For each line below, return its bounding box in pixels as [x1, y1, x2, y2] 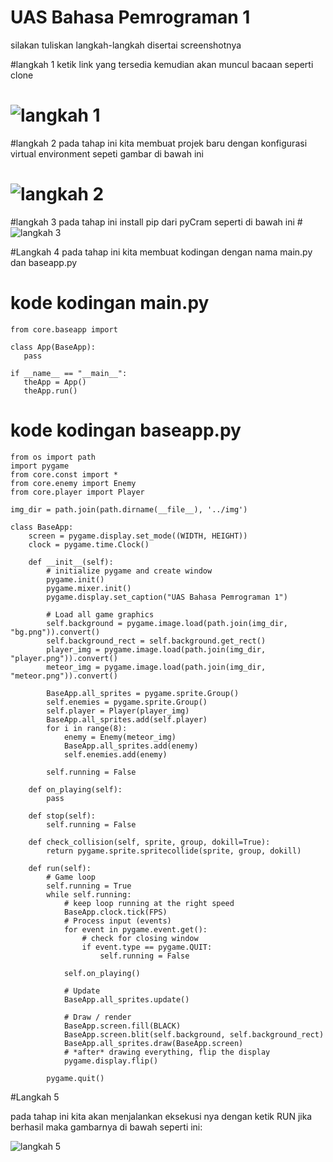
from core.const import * [10, 469, 118, 480]
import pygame [10, 461, 70, 471]
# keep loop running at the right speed [63, 898, 235, 908]
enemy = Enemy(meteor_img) [63, 732, 177, 742]
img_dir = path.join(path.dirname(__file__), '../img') [10, 504, 248, 515]
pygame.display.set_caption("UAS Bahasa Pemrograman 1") [46, 592, 288, 602]
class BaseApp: [10, 522, 74, 532]
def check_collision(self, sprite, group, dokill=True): [28, 837, 271, 847]
